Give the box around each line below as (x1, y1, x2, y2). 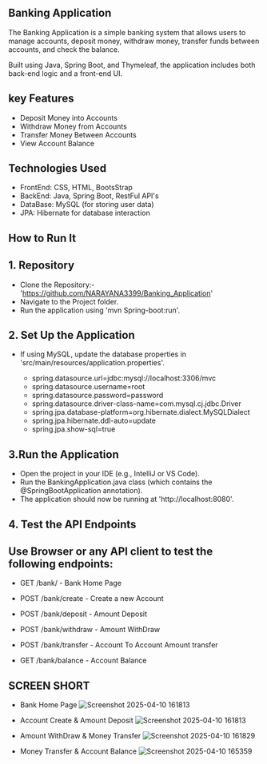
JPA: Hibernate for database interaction (19, 208, 150, 218)
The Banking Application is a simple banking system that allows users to (8, 27, 246, 37)
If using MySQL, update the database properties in (19, 349, 186, 359)
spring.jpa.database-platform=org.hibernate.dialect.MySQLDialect (31, 408, 250, 417)
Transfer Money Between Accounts (19, 129, 137, 139)
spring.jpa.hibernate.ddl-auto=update (31, 416, 157, 426)
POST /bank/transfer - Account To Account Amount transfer (19, 640, 218, 650)
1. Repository (8, 259, 74, 273)
